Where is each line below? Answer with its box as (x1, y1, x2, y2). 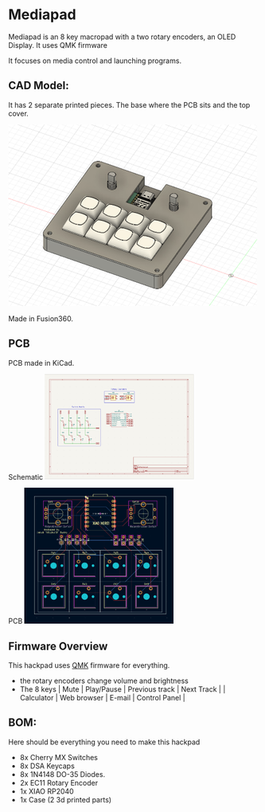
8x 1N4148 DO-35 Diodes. (19, 769, 106, 779)
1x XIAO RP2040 (19, 787, 74, 796)
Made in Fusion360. (8, 314, 74, 324)
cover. (8, 108, 29, 118)
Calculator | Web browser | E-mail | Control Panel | (19, 692, 185, 702)
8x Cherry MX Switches (19, 752, 98, 762)
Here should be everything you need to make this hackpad (8, 737, 201, 747)
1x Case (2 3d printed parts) (19, 794, 112, 804)
